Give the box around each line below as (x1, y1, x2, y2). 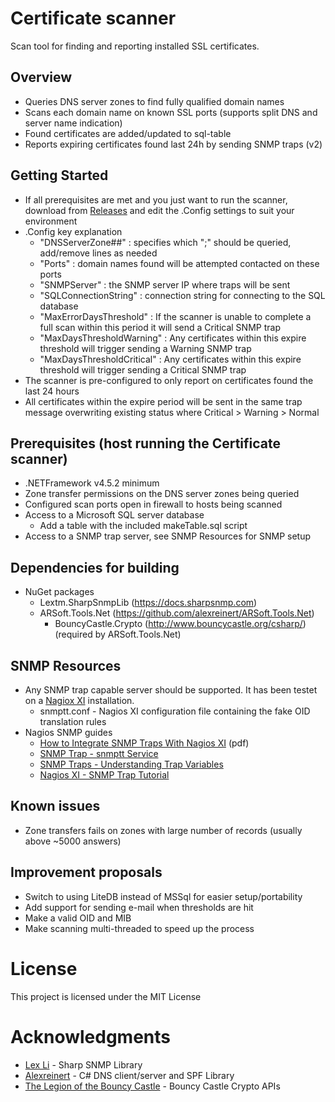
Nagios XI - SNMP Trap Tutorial (39, 769, 170, 781)
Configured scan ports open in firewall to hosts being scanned (24, 498, 283, 511)
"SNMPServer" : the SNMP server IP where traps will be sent (39, 278, 291, 291)
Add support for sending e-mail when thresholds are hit (24, 901, 254, 913)
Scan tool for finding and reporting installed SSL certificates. (10, 40, 260, 52)
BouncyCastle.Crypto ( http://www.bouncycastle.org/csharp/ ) (54, 618, 307, 630)
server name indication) (24, 117, 123, 129)
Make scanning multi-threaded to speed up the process (24, 922, 255, 934)
